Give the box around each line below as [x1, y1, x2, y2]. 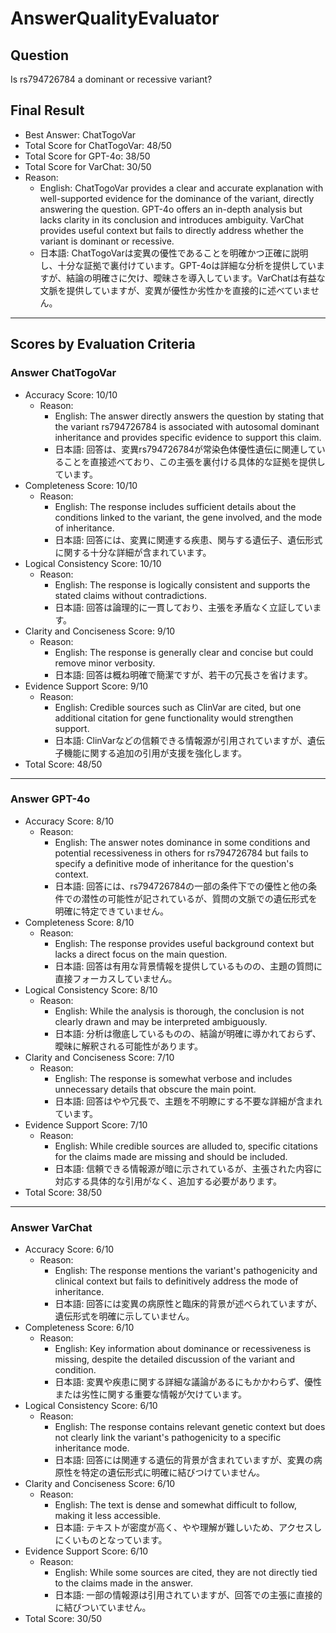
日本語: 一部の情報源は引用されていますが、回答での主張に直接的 [54, 1589, 323, 1601]
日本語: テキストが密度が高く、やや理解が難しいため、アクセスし [54, 1522, 323, 1534]
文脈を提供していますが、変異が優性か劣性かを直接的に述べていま [39, 284, 311, 296]
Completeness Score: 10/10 [24, 479, 138, 491]
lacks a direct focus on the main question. [54, 948, 228, 960]
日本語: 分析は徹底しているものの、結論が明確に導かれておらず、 [54, 1027, 322, 1039]
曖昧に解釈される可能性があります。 [54, 1040, 203, 1052]
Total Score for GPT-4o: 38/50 [24, 150, 151, 162]
